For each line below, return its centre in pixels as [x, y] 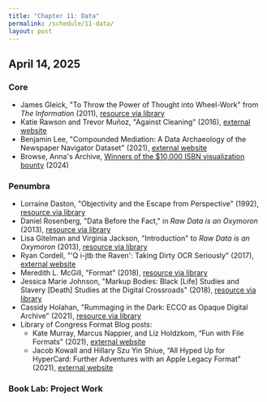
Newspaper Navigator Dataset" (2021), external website [114, 148]
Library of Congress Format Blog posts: [86, 325]
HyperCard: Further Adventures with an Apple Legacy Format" [136, 359]
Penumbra [29, 186]
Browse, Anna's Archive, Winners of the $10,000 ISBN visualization [132, 157]
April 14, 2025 [45, 64]
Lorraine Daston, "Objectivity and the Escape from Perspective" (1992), [140, 204]
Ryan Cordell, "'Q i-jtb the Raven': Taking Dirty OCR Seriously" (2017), [137, 256]
